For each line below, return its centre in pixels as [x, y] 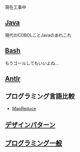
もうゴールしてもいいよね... [32, 63]
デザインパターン [30, 125]
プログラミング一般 [33, 143]
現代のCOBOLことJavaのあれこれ [38, 35]
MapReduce [24, 108]
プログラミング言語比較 [40, 96]
